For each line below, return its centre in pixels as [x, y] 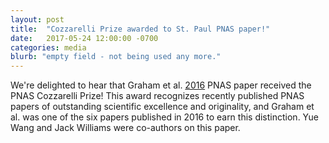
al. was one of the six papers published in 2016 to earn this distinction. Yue [164, 117]
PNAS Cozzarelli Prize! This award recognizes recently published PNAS [157, 96]
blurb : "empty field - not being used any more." [116, 57]
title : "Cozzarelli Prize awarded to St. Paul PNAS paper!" [140, 29]
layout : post [37, 19]
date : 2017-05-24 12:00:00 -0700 [84, 38]
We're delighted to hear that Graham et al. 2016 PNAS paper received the [161, 85]
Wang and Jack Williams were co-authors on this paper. [125, 128]
